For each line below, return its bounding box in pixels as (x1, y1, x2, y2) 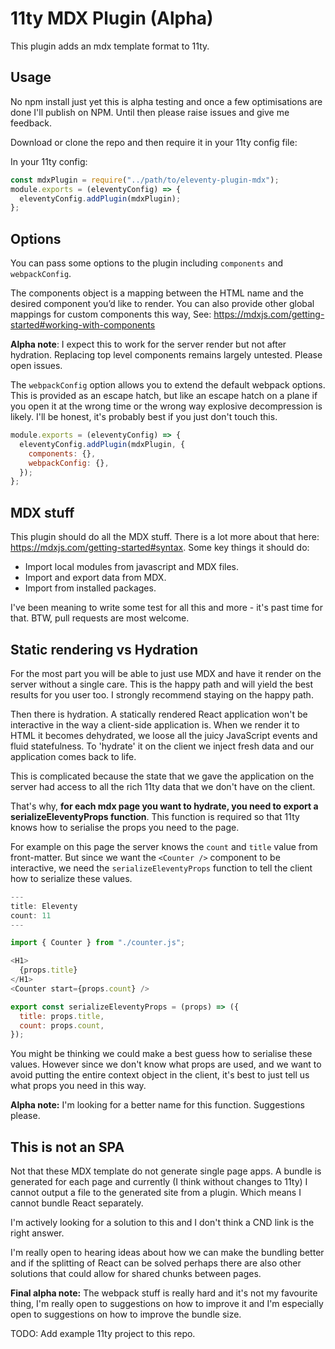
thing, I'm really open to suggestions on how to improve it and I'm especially (10, 1298, 324, 1310)
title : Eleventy (10, 901, 78, 911)
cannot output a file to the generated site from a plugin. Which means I (10, 1187, 302, 1199)
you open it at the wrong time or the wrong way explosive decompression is (10, 400, 323, 412)
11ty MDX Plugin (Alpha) (10, 7, 214, 30)
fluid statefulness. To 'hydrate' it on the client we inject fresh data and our (10, 740, 315, 752)
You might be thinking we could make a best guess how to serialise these (10, 1048, 313, 1060)
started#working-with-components (10, 319, 156, 331)
